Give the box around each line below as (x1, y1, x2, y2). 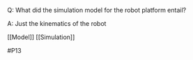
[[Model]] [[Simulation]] (7, 33, 75, 41)
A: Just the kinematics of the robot (7, 20, 107, 27)
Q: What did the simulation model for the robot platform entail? (7, 6, 187, 14)
